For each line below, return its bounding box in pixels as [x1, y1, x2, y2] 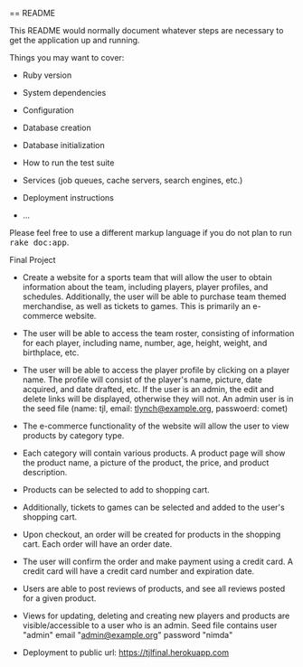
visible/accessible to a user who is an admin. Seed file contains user [22, 620, 278, 631]
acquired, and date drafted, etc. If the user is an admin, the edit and [22, 384, 274, 394]
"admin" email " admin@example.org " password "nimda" [22, 630, 233, 640]
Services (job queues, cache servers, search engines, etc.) [22, 175, 243, 185]
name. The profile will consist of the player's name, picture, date [22, 374, 262, 385]
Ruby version [22, 70, 72, 80]
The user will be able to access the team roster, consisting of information [22, 328, 295, 338]
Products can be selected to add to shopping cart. [22, 484, 210, 495]
